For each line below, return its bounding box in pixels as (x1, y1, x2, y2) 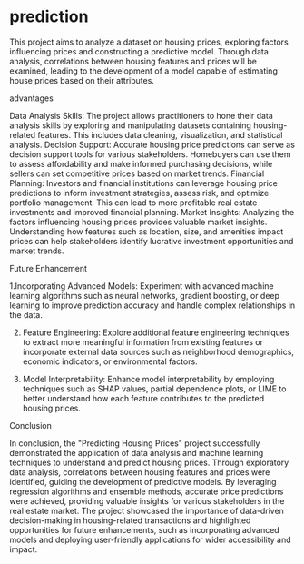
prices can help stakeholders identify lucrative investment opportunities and (9, 235, 294, 246)
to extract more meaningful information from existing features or (22, 336, 263, 347)
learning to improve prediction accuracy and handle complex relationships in (9, 300, 296, 311)
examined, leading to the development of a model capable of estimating (9, 65, 279, 76)
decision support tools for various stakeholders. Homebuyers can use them (9, 148, 292, 160)
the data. (9, 309, 43, 320)
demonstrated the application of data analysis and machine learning (9, 447, 264, 458)
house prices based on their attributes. (9, 74, 154, 85)
